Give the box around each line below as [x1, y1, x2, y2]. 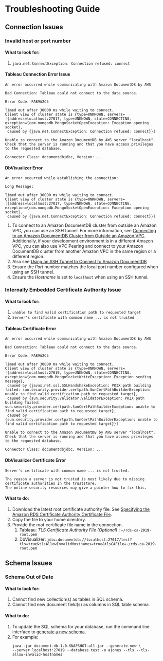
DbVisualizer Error [5, 165, 43, 171]
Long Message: [5, 184, 34, 189]
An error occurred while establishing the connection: [5, 176, 119, 181]
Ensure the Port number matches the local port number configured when [12, 264, 158, 270]
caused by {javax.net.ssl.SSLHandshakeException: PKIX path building [7, 383, 151, 388]
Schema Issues [5, 559, 53, 568]
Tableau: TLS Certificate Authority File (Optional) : [19, 527, 120, 532]
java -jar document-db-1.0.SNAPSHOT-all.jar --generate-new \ [12, 643, 141, 648]
